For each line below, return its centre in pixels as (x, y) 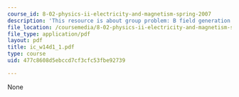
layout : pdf (25, 41)
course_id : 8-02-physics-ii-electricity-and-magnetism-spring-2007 (110, 14)
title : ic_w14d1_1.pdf (41, 47)
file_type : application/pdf (49, 34)
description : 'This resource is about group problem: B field (101, 21)
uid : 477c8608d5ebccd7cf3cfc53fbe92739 (67, 61)
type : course (27, 54)
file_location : (30, 27)
